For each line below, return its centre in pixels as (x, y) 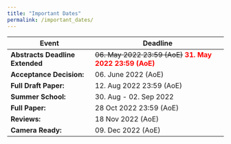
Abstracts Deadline (43, 54)
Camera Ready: (36, 130)
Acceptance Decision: (47, 74)
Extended (27, 63)
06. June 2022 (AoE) (129, 74)
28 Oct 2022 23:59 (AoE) (137, 108)
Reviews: (26, 119)
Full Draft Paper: (37, 85)
